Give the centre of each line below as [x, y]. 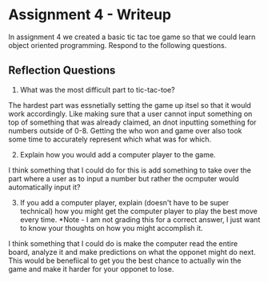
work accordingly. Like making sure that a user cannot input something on [130, 113]
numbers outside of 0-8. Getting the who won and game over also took [125, 130]
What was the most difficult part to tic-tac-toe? [97, 89]
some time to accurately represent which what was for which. [110, 139]
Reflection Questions [62, 71]
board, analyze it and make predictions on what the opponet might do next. [132, 252]
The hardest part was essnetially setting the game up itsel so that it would [130, 105]
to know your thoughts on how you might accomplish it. [111, 228]
